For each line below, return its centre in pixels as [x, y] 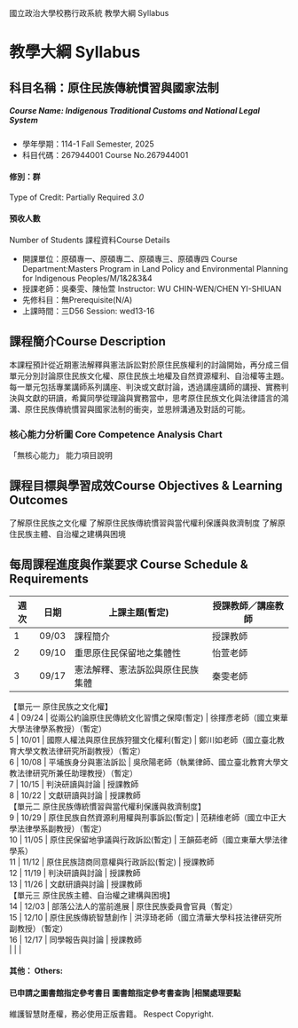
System [24, 120]
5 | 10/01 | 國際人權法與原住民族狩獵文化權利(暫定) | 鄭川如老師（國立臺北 [143, 739]
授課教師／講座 [243, 605]
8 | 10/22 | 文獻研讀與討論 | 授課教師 [75, 795]
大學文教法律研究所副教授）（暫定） [81, 751]
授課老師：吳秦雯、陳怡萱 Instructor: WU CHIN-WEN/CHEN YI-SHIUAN [152, 289]
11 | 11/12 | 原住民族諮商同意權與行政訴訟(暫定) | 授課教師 [112, 862]
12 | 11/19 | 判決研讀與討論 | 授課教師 [75, 873]
